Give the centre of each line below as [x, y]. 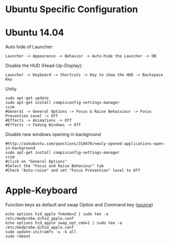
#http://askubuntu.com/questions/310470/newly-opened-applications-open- [86, 144]
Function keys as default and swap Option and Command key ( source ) [79, 205]
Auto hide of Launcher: [29, 47]
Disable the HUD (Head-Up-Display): [44, 66]
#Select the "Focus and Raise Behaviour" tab [54, 166]
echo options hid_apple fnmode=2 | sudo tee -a [57, 214]
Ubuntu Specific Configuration [72, 9]
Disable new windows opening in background [53, 134]
